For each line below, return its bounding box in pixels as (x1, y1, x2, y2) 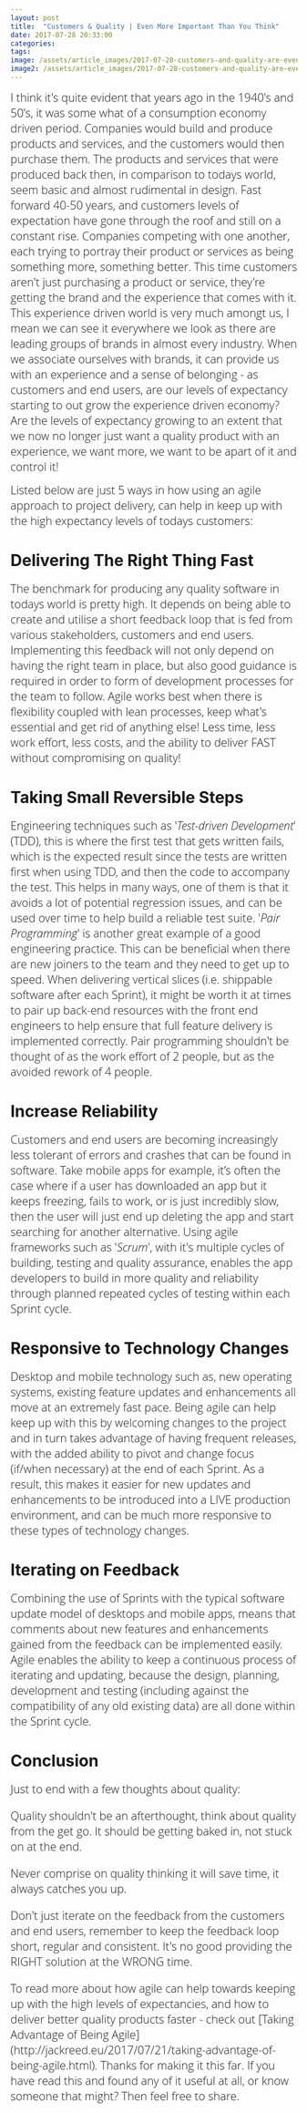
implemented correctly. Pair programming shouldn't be (10, 1032, 290, 1049)
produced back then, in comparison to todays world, (10, 166, 277, 182)
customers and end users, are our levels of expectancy (10, 381, 288, 397)
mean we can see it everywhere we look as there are (10, 320, 276, 336)
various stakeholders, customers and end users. (10, 626, 254, 643)
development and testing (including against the (10, 1682, 250, 1698)
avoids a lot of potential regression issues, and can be (10, 894, 283, 911)
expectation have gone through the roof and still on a (10, 211, 281, 229)
